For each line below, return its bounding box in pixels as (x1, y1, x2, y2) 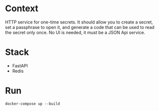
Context (5, 3, 39, 14)
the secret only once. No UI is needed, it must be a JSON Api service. (5, 29, 145, 35)
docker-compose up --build (5, 101, 60, 106)
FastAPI (12, 63, 28, 68)
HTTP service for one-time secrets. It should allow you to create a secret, (5, 19, 153, 25)
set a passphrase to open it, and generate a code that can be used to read (5, 24, 155, 30)
